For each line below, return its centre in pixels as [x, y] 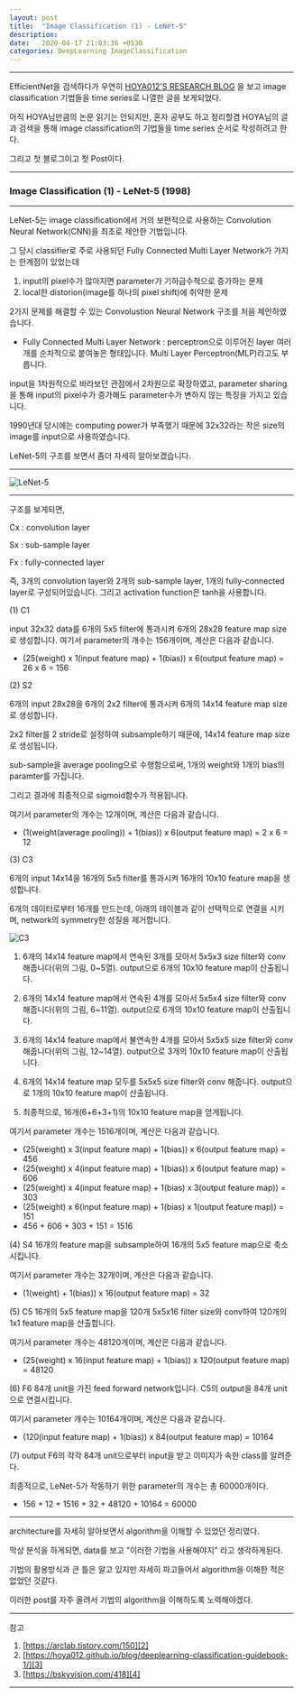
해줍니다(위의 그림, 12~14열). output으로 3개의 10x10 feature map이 [143, 1051]
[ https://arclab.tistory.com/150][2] [85, 1646]
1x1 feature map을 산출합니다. [62, 1323]
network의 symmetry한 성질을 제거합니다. [96, 920]
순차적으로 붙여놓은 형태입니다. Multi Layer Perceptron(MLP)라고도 [159, 354]
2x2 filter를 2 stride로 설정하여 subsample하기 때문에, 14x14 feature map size [150, 734]
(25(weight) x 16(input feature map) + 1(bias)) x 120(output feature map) [156, 1360]
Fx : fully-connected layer [57, 563]
